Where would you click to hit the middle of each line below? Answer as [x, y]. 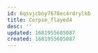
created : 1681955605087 [41, 39]
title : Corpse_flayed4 [40, 20]
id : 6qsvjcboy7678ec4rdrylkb [49, 13]
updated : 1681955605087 [41, 33]
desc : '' [20, 26]
